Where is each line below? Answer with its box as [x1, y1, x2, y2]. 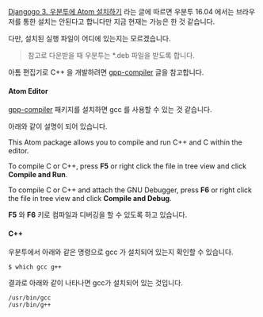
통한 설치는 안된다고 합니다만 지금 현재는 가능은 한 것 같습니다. [22, 17, 215, 26]
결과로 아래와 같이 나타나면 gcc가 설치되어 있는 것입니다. [8, 278, 184, 288]
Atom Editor [8, 86, 49, 95]
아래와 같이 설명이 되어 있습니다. [8, 122, 109, 131]
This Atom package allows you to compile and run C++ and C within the [8, 137, 243, 147]
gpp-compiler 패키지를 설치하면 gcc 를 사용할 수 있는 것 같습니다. [8, 105, 212, 114]
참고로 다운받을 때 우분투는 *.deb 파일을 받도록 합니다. [27, 51, 196, 60]
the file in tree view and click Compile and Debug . [8, 194, 172, 203]
